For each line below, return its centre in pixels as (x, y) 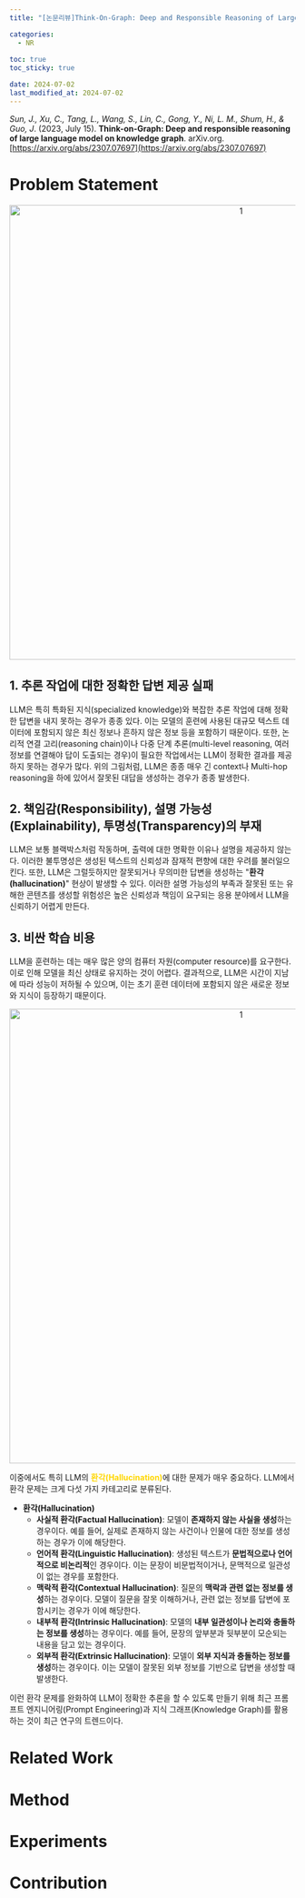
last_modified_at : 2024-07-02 (67, 93)
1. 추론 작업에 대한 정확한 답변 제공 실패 (112, 686)
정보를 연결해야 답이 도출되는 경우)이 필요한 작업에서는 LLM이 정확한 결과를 (143, 755)
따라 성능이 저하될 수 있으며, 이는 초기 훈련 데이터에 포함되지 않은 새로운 (146, 984)
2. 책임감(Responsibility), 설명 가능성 (111, 809)
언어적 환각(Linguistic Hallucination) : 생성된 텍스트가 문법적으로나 (156, 1554)
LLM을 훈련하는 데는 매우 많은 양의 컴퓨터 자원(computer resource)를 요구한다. (151, 961)
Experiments (59, 1841)
